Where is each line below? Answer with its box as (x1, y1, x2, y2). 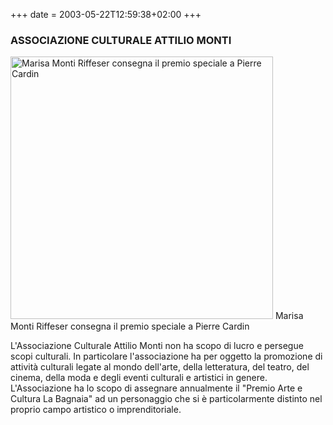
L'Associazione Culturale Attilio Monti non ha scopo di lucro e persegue (10, 340, 304, 352)
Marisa (274, 310, 304, 322)
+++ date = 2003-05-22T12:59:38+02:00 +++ (10, 9, 202, 20)
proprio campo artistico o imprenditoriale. (10, 404, 182, 416)
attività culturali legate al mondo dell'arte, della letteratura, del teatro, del (10, 361, 310, 373)
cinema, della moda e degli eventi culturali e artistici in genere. (10, 372, 268, 384)
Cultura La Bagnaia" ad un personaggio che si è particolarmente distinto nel (10, 393, 323, 405)
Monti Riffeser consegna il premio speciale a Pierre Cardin (10, 320, 250, 333)
